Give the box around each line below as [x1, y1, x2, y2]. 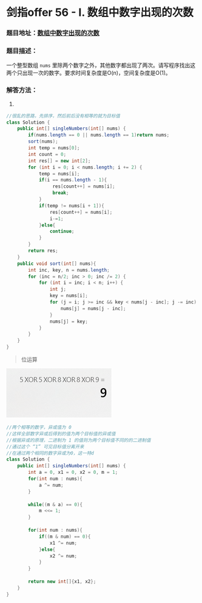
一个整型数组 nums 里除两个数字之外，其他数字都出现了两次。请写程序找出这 [6, 62, 196, 69]
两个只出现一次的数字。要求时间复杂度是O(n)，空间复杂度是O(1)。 [6, 69, 171, 77]
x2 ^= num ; [49, 552, 78, 559]
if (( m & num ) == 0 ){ [38, 534, 91, 540]
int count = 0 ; [28, 151, 67, 157]
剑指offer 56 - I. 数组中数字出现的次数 [6, 5, 194, 19]
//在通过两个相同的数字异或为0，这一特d [6, 450, 94, 456]
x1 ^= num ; [49, 540, 78, 546]
